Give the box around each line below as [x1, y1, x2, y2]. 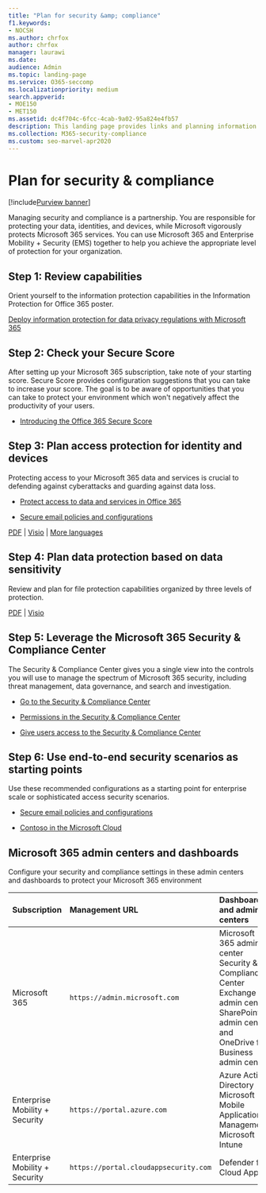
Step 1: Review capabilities [8, 269, 142, 283]
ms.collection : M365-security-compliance [8, 129, 147, 137]
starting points [8, 763, 83, 776]
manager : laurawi [8, 48, 66, 56]
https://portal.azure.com [69, 1106, 168, 1114]
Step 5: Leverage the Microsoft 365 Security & [8, 631, 241, 644]
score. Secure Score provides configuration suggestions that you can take [8, 376, 251, 385]
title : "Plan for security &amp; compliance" [8, 11, 161, 20]
